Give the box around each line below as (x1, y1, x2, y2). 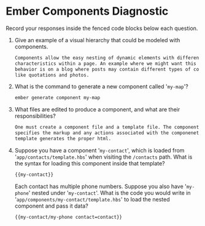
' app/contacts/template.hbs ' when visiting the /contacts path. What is (14, 153, 193, 160)
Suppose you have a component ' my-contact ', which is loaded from (14, 146, 185, 154)
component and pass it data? (14, 202, 88, 209)
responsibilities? (14, 112, 56, 120)
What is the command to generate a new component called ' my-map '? (14, 83, 188, 90)
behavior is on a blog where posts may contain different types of (14, 66, 191, 72)
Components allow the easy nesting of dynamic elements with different (14, 55, 202, 61)
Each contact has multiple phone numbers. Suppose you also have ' (14, 183, 187, 190)
